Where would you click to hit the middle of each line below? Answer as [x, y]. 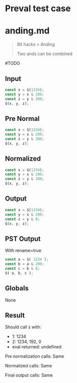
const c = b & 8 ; [23, 268]
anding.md [27, 31]
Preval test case [38, 9]
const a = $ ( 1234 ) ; [27, 260]
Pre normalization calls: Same [35, 356]
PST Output [23, 239]
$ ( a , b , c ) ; [19, 273]
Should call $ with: [23, 327]
